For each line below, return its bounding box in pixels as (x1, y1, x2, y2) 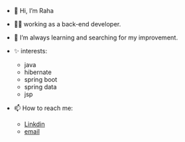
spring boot (24, 76, 58, 83)
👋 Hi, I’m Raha (13, 7, 54, 15)
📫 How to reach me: (13, 104, 73, 112)
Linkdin (24, 120, 45, 128)
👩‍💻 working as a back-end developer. (13, 20, 121, 28)
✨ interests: (13, 47, 47, 55)
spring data (24, 83, 58, 91)
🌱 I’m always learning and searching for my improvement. (13, 33, 178, 42)
